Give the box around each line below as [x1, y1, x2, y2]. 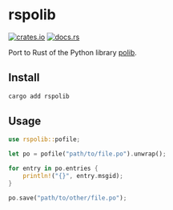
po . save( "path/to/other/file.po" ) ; [8, 194, 127, 202]
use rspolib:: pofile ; [8, 135, 81, 143]
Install [8, 71, 40, 85]
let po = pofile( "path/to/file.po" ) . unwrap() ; [8, 150, 167, 158]
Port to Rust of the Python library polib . [8, 47, 138, 57]
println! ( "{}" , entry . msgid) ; [22, 172, 124, 180]
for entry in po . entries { [8, 164, 99, 173]
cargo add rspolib [8, 92, 70, 100]
